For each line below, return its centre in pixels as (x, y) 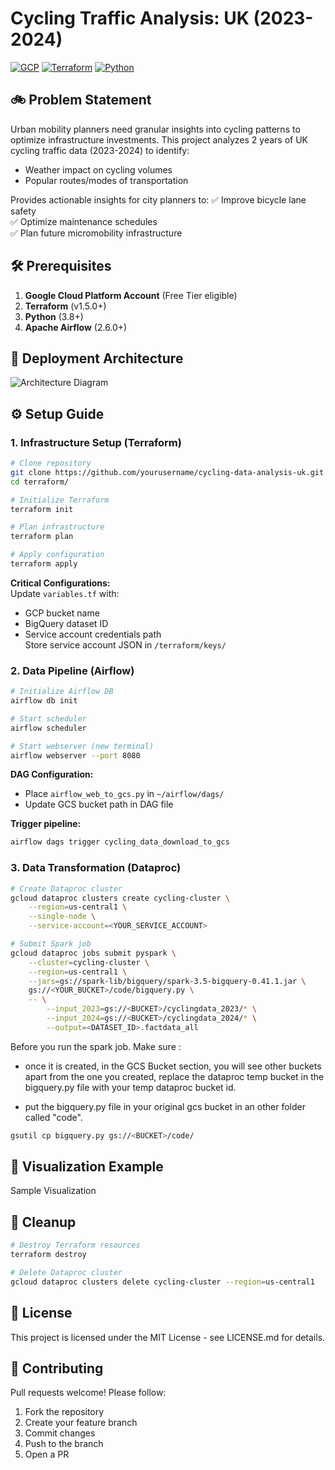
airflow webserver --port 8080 (75, 755)
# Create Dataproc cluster (66, 888)
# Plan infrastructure (57, 527)
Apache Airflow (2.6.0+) (76, 327)
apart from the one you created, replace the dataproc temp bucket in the (174, 1076)
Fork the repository (64, 1412)
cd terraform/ (40, 482)
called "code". (53, 1117)
